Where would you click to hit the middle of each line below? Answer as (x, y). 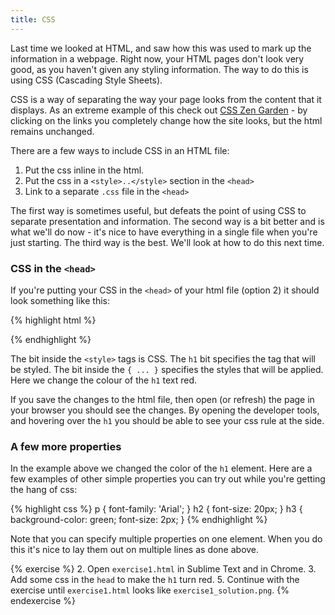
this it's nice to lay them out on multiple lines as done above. (135, 550)
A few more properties (66, 446)
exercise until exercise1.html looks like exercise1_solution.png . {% (150, 590)
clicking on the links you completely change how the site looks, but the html (166, 120)
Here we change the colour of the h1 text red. (103, 380)
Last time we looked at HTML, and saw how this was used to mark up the (161, 48)
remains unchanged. (52, 131)
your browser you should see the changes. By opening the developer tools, (165, 410)
